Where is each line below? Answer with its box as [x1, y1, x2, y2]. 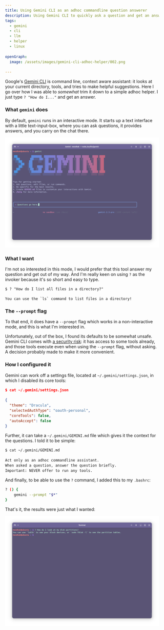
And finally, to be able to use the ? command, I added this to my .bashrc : [5, 477, 151, 483]
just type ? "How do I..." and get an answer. [5, 94, 96, 100]
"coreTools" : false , [9, 413, 51, 419]
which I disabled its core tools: [5, 378, 66, 383]
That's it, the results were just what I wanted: [5, 506, 96, 512]
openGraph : [5, 54, 27, 59]
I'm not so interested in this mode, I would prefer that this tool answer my [5, 266, 152, 272]
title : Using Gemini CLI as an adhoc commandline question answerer [5, 8, 147, 13]
